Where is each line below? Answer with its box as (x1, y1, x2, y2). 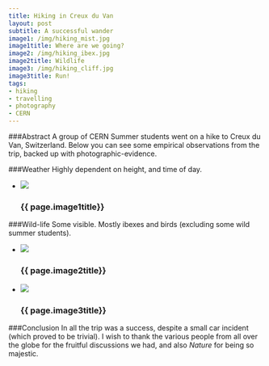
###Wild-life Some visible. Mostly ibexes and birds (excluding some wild (8, 220, 250, 229)
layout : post (8, 19, 53, 27)
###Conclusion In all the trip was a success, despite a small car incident (8, 322, 249, 332)
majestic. (8, 348, 39, 358)
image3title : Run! (8, 72, 70, 80)
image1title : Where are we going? (8, 42, 125, 50)
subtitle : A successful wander (8, 27, 114, 35)
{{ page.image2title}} (19, 265, 107, 276)
